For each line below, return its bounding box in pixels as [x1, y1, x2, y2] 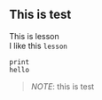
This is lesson [9, 30, 59, 41]
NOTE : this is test [30, 80, 95, 92]
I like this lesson [9, 40, 68, 51]
